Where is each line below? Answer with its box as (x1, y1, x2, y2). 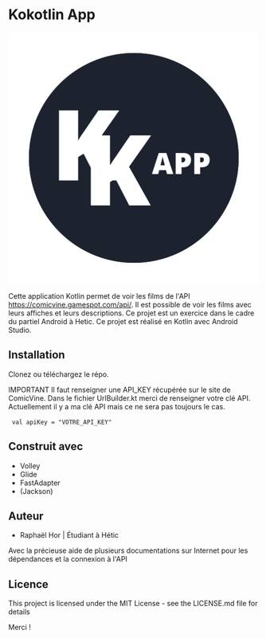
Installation (8, 348, 65, 362)
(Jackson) (19, 486, 53, 495)
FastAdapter (19, 478, 61, 487)
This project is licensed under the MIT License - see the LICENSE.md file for (8, 599, 258, 609)
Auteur (8, 509, 44, 523)
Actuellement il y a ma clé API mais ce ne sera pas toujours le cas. (8, 401, 225, 411)
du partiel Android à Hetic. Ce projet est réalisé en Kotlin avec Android (8, 316, 238, 326)
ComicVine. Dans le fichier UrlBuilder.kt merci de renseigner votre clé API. (8, 393, 251, 403)
